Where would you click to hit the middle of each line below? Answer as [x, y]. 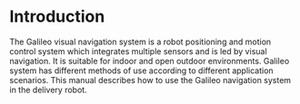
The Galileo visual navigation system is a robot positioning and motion [140, 42]
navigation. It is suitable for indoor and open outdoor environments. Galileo [150, 61]
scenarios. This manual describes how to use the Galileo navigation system [150, 80]
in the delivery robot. [49, 90]
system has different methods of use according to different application [142, 71]
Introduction [57, 17]
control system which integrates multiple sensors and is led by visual [138, 51]
